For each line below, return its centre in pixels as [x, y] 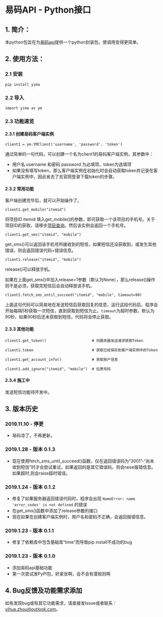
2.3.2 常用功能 [19, 189]
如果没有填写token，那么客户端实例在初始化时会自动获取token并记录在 [83, 171]
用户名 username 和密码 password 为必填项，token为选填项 [72, 164]
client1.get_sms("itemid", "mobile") [43, 235]
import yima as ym [24, 108]
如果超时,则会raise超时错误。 [41, 473]
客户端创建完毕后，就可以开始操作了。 [43, 200]
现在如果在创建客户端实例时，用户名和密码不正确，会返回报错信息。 [80, 517]
